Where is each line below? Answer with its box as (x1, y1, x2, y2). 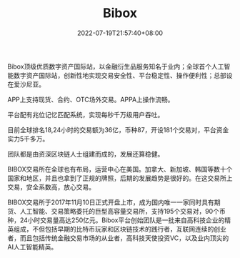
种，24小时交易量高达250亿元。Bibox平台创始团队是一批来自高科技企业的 (7, 216, 225, 224)
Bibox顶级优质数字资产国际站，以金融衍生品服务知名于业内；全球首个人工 (7, 62, 224, 71)
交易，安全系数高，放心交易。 (7, 182, 95, 191)
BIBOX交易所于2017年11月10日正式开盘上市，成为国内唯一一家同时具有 (7, 198, 214, 207)
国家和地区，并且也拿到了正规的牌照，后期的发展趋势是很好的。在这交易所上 (7, 174, 233, 182)
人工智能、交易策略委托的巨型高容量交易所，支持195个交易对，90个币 (19, 207, 226, 215)
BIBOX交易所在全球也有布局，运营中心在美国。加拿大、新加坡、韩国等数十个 (7, 164, 233, 173)
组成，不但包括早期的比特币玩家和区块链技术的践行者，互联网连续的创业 (13, 224, 226, 233)
